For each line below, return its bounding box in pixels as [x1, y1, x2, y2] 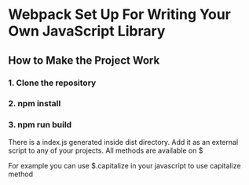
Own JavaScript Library [8, 22, 166, 40]
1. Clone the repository [8, 77, 97, 88]
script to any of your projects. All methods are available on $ [8, 146, 203, 155]
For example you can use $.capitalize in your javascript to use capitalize [8, 161, 241, 170]
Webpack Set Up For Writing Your [8, 6, 232, 24]
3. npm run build [8, 120, 72, 131]
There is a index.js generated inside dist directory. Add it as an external [8, 137, 239, 146]
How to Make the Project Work [8, 54, 160, 67]
